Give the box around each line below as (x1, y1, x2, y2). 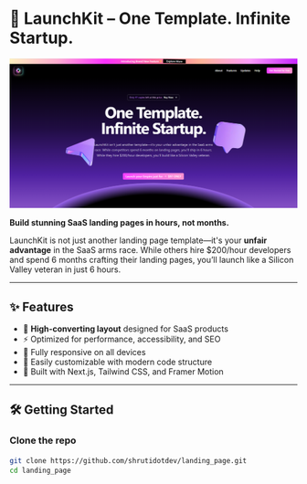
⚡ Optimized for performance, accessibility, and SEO (22, 333, 221, 345)
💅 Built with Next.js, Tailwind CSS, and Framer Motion (22, 366, 224, 377)
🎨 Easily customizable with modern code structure (22, 356, 213, 368)
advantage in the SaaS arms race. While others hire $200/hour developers (9, 245, 291, 256)
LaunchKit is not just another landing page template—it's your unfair (9, 235, 268, 246)
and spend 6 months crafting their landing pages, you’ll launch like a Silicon (9, 255, 294, 266)
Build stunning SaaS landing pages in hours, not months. (9, 217, 230, 228)
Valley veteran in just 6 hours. (9, 264, 122, 275)
